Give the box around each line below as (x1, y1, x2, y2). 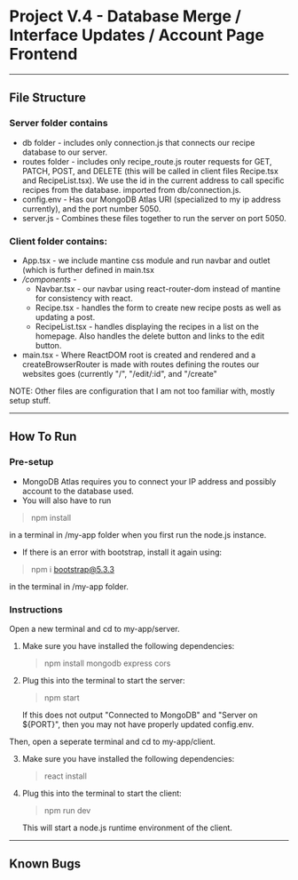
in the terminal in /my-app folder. (9, 580, 129, 592)
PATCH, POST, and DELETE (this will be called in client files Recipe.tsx (21, 165, 279, 176)
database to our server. (21, 147, 108, 157)
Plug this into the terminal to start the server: (21, 675, 185, 685)
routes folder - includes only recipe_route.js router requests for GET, (21, 156, 272, 166)
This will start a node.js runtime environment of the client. (21, 822, 233, 833)
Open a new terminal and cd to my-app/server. (9, 623, 180, 634)
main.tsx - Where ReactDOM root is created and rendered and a (21, 349, 256, 360)
